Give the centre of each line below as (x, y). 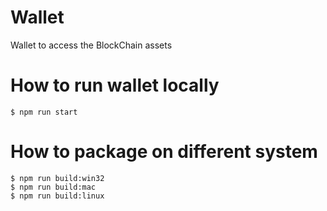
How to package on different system (164, 152)
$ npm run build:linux (57, 196)
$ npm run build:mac (53, 187)
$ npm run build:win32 (57, 178)
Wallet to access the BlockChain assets (91, 45)
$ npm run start (44, 112)
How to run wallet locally (115, 85)
